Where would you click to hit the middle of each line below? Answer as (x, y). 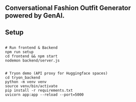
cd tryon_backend (23, 78)
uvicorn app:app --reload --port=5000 (44, 95)
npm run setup (19, 52)
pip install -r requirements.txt (39, 91)
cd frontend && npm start (31, 56)
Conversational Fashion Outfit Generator (68, 8)
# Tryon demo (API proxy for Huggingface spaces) (57, 73)
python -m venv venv (26, 82)
